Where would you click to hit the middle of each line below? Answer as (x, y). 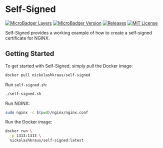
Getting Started (30, 54)
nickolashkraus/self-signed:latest (47, 140)
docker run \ (19, 131)
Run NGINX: (17, 103)
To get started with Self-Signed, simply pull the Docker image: (69, 65)
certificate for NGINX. (27, 38)
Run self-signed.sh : (26, 84)
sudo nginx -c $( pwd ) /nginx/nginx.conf (47, 112)
